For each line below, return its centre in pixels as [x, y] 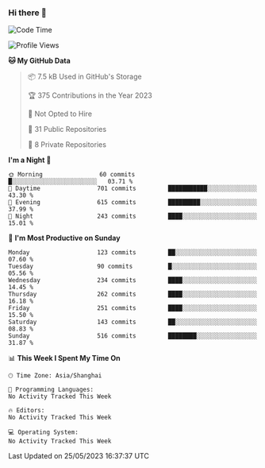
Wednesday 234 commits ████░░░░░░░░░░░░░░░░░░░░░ [133, 280]
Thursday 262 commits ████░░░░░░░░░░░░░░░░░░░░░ [133, 294]
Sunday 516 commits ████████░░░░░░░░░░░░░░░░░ [133, 336]
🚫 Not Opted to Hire [60, 114]
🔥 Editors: [27, 411]
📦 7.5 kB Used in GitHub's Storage [84, 77]
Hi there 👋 [28, 13]
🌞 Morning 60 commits [72, 175]
